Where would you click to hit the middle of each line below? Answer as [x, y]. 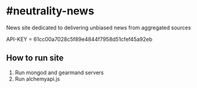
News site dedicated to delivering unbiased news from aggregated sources [98, 28]
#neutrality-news [50, 11]
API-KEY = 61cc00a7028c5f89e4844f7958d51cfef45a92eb [79, 39]
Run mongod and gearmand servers [59, 72]
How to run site [35, 58]
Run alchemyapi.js [37, 78]
